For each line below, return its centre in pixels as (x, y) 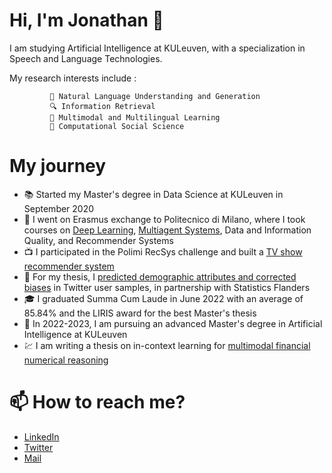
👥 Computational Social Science (117, 126)
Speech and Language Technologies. (86, 58)
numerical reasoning (66, 360)
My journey (58, 166)
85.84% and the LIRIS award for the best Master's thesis (140, 313)
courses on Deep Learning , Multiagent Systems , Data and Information (167, 230)
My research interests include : (73, 78)
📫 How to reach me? (97, 402)
